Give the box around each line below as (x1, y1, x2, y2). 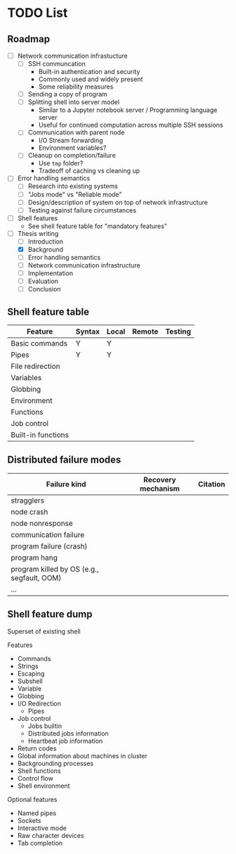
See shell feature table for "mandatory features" (27, 222, 167, 230)
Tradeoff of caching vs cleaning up (38, 167, 140, 175)
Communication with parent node (27, 128, 125, 137)
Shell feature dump (7, 608, 93, 620)
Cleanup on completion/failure (27, 151, 116, 160)
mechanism (139, 484, 181, 494)
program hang (11, 553, 58, 563)
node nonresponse (11, 518, 74, 528)
